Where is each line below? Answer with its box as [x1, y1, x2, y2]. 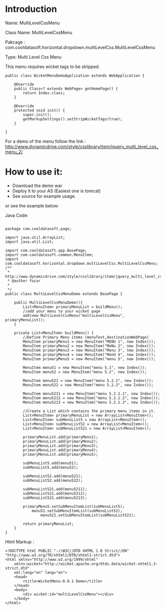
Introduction [5, 3, 57, 15]
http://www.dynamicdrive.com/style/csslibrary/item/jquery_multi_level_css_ [5, 143, 159, 149]
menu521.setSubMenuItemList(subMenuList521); [40, 512, 136, 518]
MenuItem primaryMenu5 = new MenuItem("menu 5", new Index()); [23, 356, 156, 362]
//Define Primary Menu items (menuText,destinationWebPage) [23, 335, 149, 340]
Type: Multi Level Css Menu [5, 54, 62, 60]
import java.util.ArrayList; [5, 235, 65, 240]
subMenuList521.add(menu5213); [23, 495, 87, 500]
